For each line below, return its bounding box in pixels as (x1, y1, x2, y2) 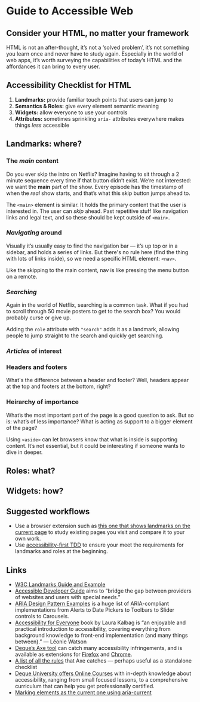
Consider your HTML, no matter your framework (6, 28, 189, 38)
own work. (14, 535, 41, 542)
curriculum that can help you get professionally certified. (14, 683, 155, 690)
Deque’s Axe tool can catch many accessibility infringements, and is (14, 645, 183, 652)
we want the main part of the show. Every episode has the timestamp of (6, 183, 184, 190)
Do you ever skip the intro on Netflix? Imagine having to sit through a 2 (6, 170, 180, 178)
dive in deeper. (6, 448, 43, 456)
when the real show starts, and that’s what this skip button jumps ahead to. (6, 190, 191, 197)
